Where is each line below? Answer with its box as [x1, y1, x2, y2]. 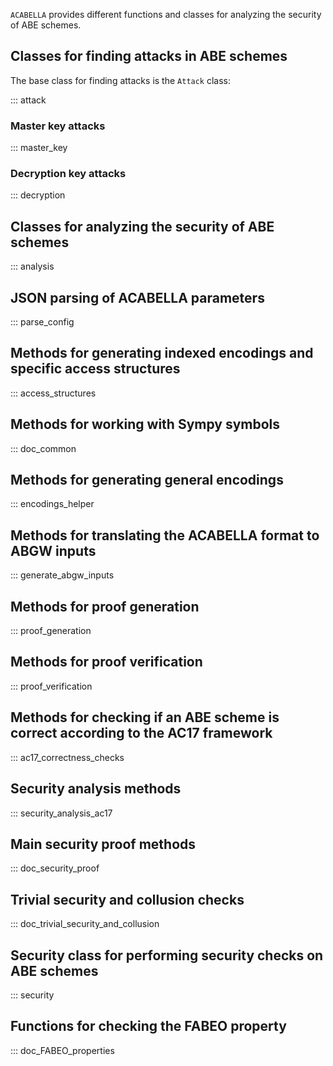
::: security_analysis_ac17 [10, 807, 113, 819]
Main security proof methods [10, 835, 197, 853]
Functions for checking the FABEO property [10, 1018, 287, 1035]
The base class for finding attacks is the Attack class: [10, 74, 232, 86]
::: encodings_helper [10, 498, 95, 510]
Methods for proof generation [10, 598, 200, 615]
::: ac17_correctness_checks [10, 751, 125, 763]
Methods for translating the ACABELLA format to [10, 527, 320, 544]
